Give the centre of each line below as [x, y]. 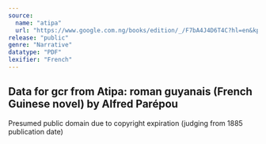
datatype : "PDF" [35, 52]
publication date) [36, 131]
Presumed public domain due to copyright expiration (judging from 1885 [125, 123]
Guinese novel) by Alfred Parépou [93, 104]
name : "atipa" [38, 23]
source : [21, 15]
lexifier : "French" [40, 60]
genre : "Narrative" [40, 45]
